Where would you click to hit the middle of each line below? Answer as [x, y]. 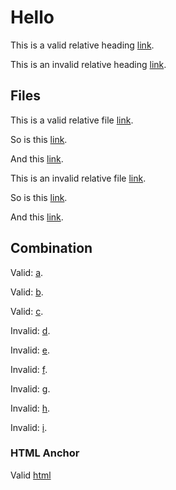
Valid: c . [27, 311]
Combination [51, 248]
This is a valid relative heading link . [82, 45]
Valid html [31, 475]
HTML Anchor [45, 453]
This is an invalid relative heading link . [88, 64]
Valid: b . [27, 292]
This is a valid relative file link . [72, 120]
